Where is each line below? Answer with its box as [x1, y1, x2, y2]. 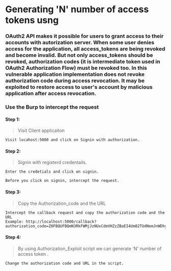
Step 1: [5, 116, 20, 122]
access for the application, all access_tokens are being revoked [5, 45, 165, 52]
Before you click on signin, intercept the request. [5, 178, 120, 183]
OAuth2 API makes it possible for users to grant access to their [5, 33, 164, 40]
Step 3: [5, 189, 21, 195]
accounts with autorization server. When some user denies [5, 39, 155, 46]
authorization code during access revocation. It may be [5, 77, 145, 85]
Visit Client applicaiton [17, 127, 65, 133]
